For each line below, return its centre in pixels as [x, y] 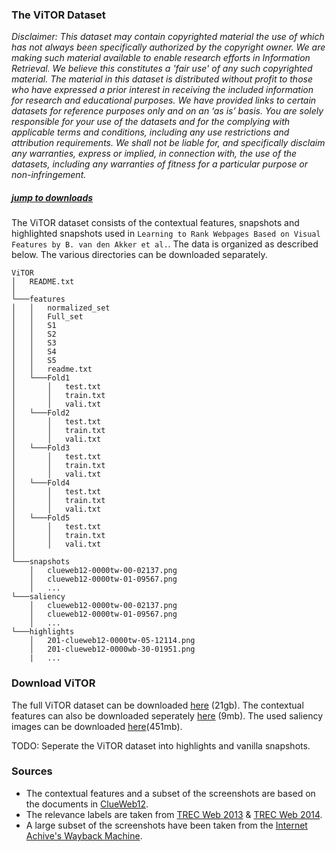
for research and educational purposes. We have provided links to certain [164, 100]
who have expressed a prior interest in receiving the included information [162, 90]
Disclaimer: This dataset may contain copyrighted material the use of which [168, 37]
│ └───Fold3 [41, 448]
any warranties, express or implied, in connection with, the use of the [154, 154]
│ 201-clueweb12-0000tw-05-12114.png [112, 641]
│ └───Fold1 [41, 378]
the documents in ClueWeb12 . [87, 804]
